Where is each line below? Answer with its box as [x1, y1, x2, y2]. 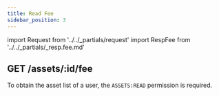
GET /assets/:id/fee [7, 63, 93, 75]
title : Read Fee [7, 10, 54, 17]
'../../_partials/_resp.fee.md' [7, 43, 85, 51]
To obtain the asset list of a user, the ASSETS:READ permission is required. [7, 81, 213, 90]
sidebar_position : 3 [7, 17, 67, 23]
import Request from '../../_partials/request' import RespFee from [7, 35, 191, 44]
